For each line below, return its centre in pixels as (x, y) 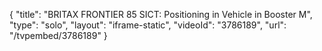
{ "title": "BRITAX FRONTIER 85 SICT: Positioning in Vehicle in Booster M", (161, 14)
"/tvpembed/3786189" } (58, 35)
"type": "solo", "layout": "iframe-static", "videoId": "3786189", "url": (148, 25)
